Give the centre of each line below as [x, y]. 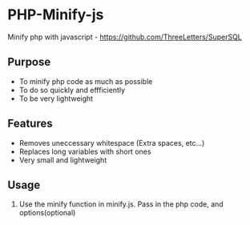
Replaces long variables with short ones [85, 151]
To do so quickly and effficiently [72, 90]
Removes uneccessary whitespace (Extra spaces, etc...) [112, 143]
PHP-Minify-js [56, 15]
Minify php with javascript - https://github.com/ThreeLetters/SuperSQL [125, 37]
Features [30, 124]
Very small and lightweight [63, 160]
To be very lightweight [56, 98]
